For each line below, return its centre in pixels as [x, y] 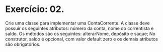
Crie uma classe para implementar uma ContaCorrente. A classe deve [77, 23]
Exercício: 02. [35, 9]
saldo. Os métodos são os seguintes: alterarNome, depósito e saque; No [80, 33]
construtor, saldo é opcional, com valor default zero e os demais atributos [82, 39]
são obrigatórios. [23, 44]
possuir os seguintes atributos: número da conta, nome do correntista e [79, 28]
